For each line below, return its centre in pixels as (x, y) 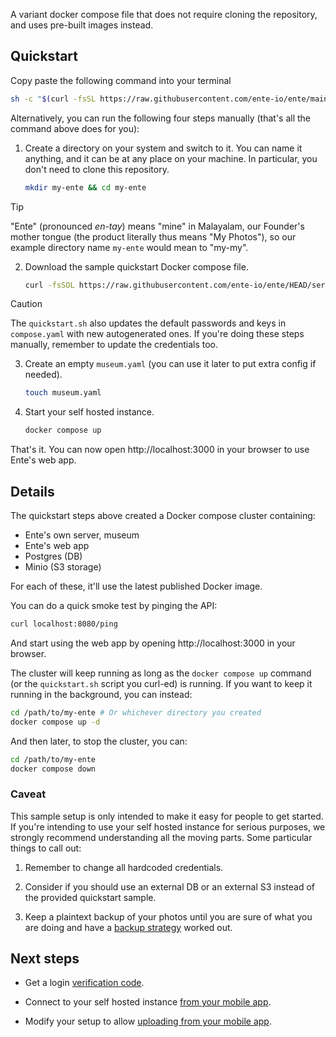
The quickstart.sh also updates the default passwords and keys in (148, 323)
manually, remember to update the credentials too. (114, 345)
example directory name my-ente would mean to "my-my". (129, 247)
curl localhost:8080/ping (64, 624)
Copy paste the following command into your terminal (121, 80)
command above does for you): (75, 128)
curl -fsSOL (49, 285)
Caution (26, 304)
